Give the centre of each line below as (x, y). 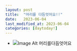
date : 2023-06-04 (26, 19)
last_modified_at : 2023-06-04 (37, 24)
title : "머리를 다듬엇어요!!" (34, 14)
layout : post (19, 10)
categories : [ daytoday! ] (31, 28)
